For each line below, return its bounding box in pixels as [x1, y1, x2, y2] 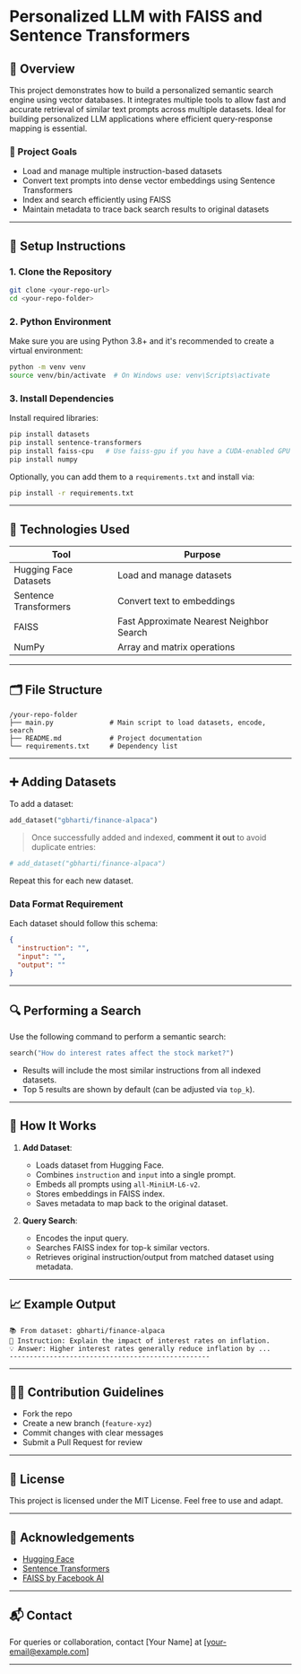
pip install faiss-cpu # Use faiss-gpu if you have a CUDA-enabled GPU [9, 446, 291, 455]
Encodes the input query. [35, 1232, 129, 1243]
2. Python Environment [9, 315, 112, 328]
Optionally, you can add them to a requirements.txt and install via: [9, 471, 255, 482]
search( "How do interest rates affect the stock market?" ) [9, 1048, 235, 1058]
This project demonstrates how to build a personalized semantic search [9, 85, 273, 95]
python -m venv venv [9, 363, 87, 372]
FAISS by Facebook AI [21, 1573, 105, 1583]
